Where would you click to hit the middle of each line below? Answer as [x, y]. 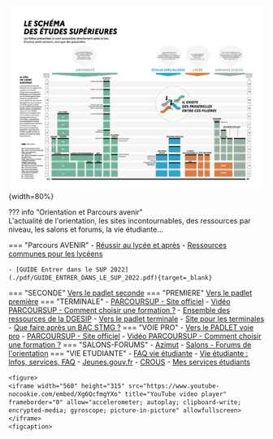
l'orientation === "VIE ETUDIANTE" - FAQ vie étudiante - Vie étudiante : [128, 353]
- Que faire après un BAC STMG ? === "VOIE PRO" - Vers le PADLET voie [131, 327]
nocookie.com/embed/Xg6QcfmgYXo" [65, 394]
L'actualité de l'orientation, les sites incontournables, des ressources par [130, 220]
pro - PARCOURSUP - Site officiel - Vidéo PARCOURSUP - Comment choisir [135, 336]
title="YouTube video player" [176, 394]
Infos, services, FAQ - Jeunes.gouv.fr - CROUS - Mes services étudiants [129, 362]
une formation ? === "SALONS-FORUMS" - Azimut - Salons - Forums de [130, 345]
